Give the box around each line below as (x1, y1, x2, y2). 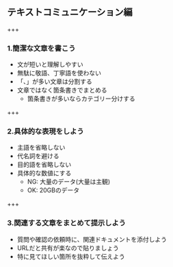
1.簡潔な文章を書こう (7, 43, 76, 53)
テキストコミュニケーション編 (7, 6, 133, 18)
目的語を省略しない (16, 160, 72, 169)
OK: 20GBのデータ (27, 186, 80, 194)
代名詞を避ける (16, 152, 59, 160)
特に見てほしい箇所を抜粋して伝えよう (16, 252, 125, 260)
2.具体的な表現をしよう (7, 127, 84, 136)
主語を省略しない (16, 143, 66, 152)
